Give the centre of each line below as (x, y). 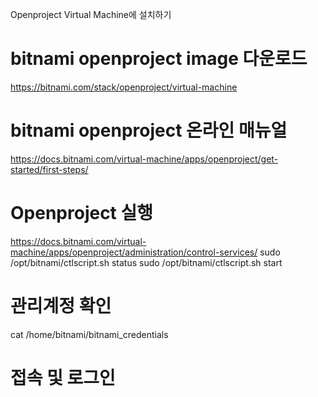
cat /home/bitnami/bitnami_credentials (89, 334)
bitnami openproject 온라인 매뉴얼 (149, 130)
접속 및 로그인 (63, 377)
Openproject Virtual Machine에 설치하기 (91, 14)
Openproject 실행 (82, 213)
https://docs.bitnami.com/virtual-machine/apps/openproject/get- (144, 159)
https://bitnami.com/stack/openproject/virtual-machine (124, 87)
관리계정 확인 (61, 306)
